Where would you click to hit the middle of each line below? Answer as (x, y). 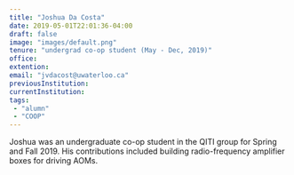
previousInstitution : (49, 84)
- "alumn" (31, 108)
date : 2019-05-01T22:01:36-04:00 (71, 26)
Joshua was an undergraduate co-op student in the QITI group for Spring (143, 142)
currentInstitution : (48, 91)
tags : (19, 100)
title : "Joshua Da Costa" (57, 17)
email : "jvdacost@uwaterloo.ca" (69, 76)
